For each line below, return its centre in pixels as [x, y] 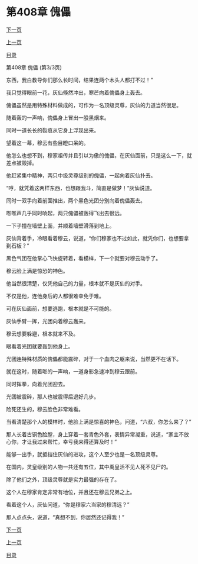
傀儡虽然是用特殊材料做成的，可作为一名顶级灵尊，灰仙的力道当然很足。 [94, 105]
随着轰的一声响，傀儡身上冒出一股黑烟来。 [58, 117]
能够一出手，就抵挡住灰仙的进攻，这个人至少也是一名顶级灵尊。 [83, 454]
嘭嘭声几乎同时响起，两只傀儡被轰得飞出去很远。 [65, 213]
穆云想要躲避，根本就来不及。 [42, 333]
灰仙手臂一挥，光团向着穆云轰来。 [47, 321]
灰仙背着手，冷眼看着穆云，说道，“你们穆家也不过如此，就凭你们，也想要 [95, 238]
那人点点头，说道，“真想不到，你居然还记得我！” [65, 517]
